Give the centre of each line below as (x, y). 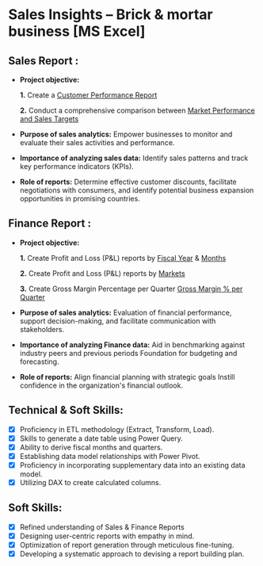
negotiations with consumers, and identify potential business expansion (137, 190)
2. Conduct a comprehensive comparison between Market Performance (137, 110)
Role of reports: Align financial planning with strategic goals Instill (127, 377)
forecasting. (39, 361)
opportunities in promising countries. (80, 199)
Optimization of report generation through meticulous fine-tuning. (127, 545)
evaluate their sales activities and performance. (97, 143)
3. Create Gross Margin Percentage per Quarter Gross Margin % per (131, 289)
